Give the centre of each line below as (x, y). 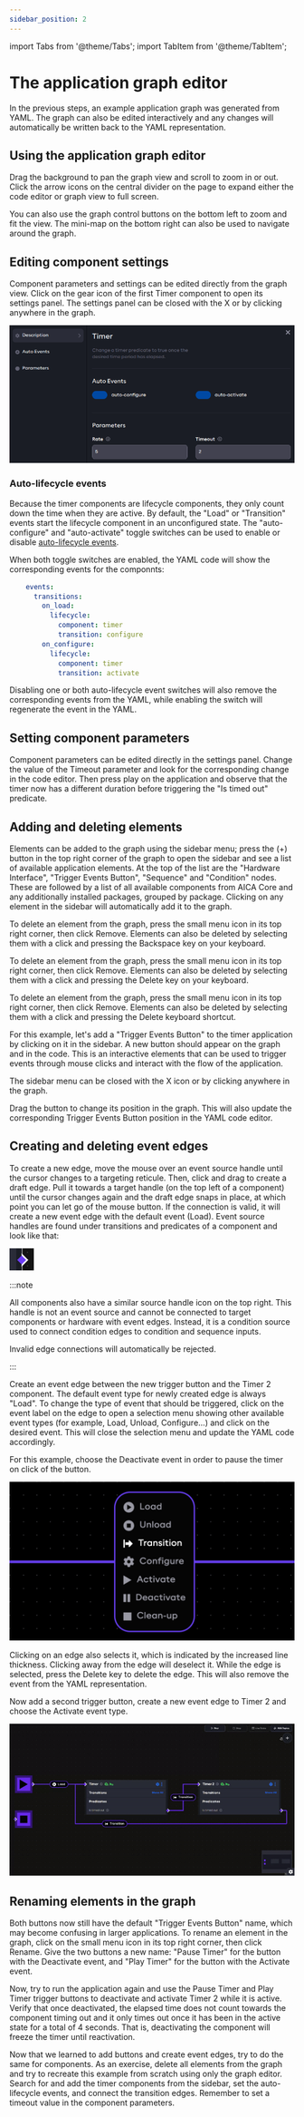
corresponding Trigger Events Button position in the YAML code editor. (141, 1118)
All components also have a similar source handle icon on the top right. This (151, 1302)
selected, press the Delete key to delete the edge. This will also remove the (149, 1675)
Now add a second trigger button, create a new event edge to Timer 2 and (148, 1702)
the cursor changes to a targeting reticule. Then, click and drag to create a (148, 1178)
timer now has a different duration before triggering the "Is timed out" (139, 789)
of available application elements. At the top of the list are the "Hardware (145, 868)
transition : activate (99, 673)
